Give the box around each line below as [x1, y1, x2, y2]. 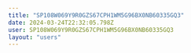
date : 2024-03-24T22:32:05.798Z [8, 19, 114, 26]
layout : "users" [8, 33, 61, 41]
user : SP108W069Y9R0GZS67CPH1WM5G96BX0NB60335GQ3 [8, 26, 174, 34]
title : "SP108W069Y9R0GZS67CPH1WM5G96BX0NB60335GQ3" [8, 11, 185, 19]
